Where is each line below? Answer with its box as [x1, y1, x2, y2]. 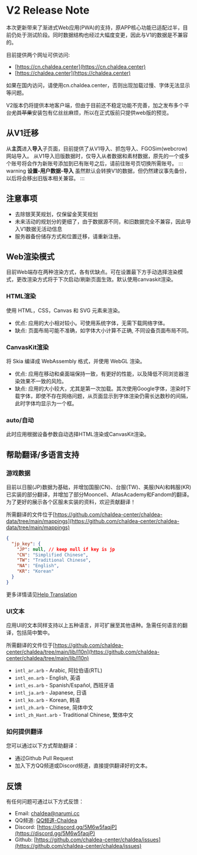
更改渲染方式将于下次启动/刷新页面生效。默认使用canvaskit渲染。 [16, 276, 176, 283]
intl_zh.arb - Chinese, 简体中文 [14, 704, 93, 711]
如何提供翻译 [6, 728, 43, 736]
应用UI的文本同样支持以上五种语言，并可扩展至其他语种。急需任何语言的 [6, 622, 183, 629]
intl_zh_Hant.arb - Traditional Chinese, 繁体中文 [14, 712, 134, 719]
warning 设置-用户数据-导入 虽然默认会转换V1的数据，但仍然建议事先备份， [6, 167, 190, 174]
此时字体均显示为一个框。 [14, 399, 77, 406]
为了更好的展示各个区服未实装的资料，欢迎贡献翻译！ [6, 498, 136, 505]
